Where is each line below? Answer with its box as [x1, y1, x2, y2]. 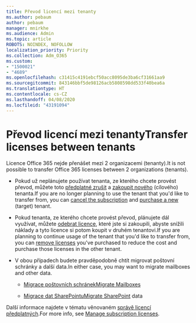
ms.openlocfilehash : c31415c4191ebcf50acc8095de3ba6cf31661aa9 [6, 75, 165, 80]
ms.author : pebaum [6, 14, 51, 20]
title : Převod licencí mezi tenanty [6, 8, 96, 15]
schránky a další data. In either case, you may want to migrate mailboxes [14, 263, 191, 270]
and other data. [14, 270, 53, 277]
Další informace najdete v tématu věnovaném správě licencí [6, 304, 152, 311]
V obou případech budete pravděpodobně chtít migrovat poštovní [14, 257, 175, 264]
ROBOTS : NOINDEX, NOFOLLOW [6, 42, 73, 48]
